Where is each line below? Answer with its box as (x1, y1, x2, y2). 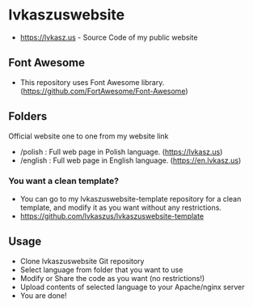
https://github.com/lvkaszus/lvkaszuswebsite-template (19, 211, 205, 220)
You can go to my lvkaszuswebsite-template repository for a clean (19, 194, 242, 203)
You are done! (19, 290, 67, 301)
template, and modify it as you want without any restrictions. (19, 203, 222, 212)
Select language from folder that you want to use (19, 265, 183, 275)
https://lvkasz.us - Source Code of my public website (19, 32, 198, 42)
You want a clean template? (8, 176, 120, 187)
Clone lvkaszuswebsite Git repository (19, 256, 145, 266)
